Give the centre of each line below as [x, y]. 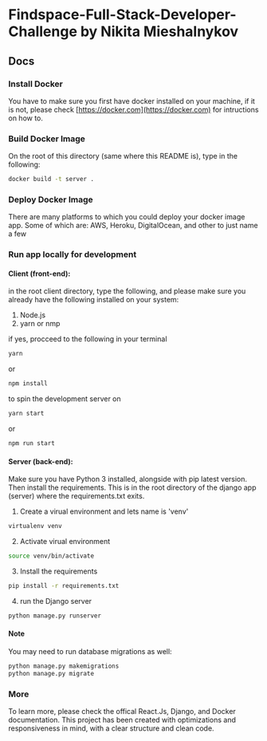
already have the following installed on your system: [94, 300]
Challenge [43, 32]
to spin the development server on [65, 399]
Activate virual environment [65, 542]
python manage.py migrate [51, 673]
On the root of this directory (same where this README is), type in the [123, 156]
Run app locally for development [73, 254]
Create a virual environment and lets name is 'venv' [104, 511]
